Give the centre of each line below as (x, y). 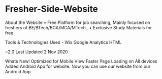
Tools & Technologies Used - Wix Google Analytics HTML (64, 42)
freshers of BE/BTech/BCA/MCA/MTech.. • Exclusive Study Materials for (79, 27)
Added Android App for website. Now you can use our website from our (78, 66)
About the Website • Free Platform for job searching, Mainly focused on (78, 22)
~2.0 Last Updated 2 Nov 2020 (36, 52)
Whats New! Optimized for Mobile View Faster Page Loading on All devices (81, 61)
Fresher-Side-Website (52, 9)
